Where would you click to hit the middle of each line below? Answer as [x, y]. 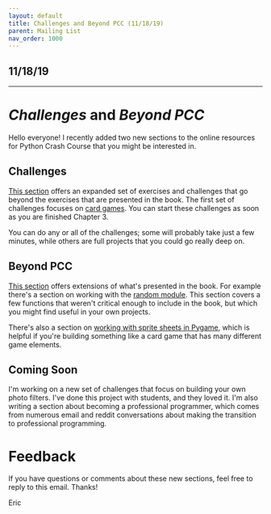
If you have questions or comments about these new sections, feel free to [131, 478]
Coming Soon [43, 370]
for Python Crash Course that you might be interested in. [102, 146]
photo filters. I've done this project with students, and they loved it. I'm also [133, 398]
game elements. [35, 344]
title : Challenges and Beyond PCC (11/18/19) [86, 23]
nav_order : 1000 [35, 38]
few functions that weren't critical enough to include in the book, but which [133, 303]
